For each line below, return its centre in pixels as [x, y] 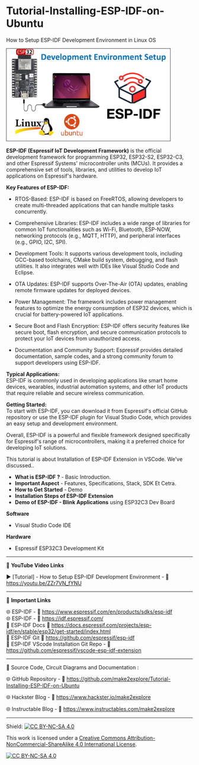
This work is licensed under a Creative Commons [66, 738]
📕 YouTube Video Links [35, 565]
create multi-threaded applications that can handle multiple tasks [94, 205]
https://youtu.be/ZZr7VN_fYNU [44, 583]
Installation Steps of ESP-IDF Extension [64, 496]
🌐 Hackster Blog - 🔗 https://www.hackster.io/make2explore [78, 697]
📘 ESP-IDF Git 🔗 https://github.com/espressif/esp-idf [70, 637]
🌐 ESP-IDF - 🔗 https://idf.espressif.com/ [55, 618]
